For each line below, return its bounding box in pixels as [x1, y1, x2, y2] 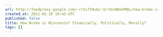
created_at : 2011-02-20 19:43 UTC [5, 12, 75, 16]
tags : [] [5, 25, 23, 30]
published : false [5, 16, 40, 21]
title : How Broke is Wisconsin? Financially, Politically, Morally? [5, 20, 147, 25]
